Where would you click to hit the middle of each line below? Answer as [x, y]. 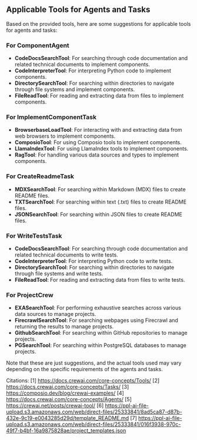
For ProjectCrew [30, 295]
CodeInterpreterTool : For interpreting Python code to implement [93, 71]
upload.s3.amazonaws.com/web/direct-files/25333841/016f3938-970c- [94, 424]
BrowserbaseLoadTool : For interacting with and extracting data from [98, 130]
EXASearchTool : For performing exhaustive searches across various [98, 308]
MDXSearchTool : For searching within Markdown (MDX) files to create [100, 189]
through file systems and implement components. [75, 89]
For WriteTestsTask [34, 236]
